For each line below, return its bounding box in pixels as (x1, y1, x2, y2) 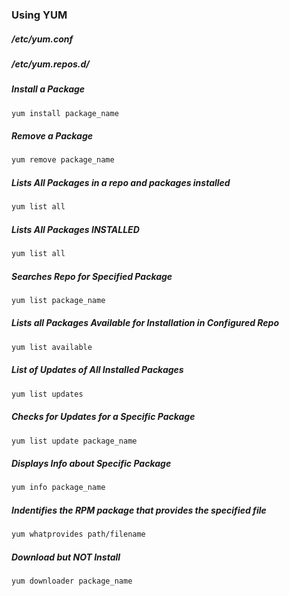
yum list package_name (11, 296, 106, 306)
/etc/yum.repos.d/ (11, 58, 90, 70)
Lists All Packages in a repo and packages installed (11, 176, 231, 188)
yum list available (11, 342, 93, 352)
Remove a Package (11, 130, 94, 142)
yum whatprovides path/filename (11, 529, 146, 540)
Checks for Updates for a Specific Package (11, 411, 196, 423)
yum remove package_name (11, 155, 115, 165)
